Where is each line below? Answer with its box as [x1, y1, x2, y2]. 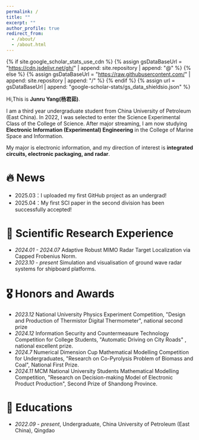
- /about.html [11, 42, 46, 48]
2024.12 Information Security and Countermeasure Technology [14, 330, 169, 337]
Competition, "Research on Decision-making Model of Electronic [14, 374, 173, 381]
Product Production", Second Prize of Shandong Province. [14, 380, 157, 387]
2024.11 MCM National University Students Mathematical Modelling [14, 367, 179, 374]
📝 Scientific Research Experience [6, 227, 174, 240]
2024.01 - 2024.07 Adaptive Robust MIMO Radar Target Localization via [14, 246, 191, 253]
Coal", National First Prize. [14, 361, 79, 368]
